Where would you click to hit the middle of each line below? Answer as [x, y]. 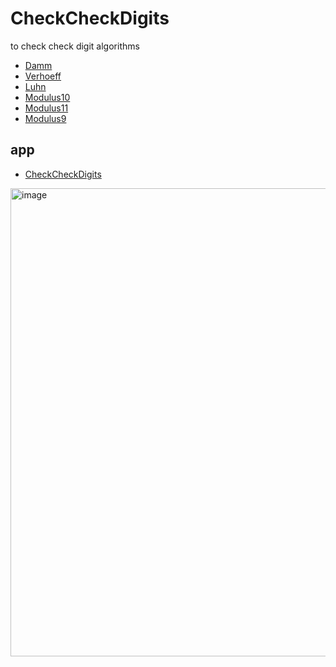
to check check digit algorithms [75, 46]
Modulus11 [46, 108]
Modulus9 [45, 118]
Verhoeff [43, 76]
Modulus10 [47, 97]
